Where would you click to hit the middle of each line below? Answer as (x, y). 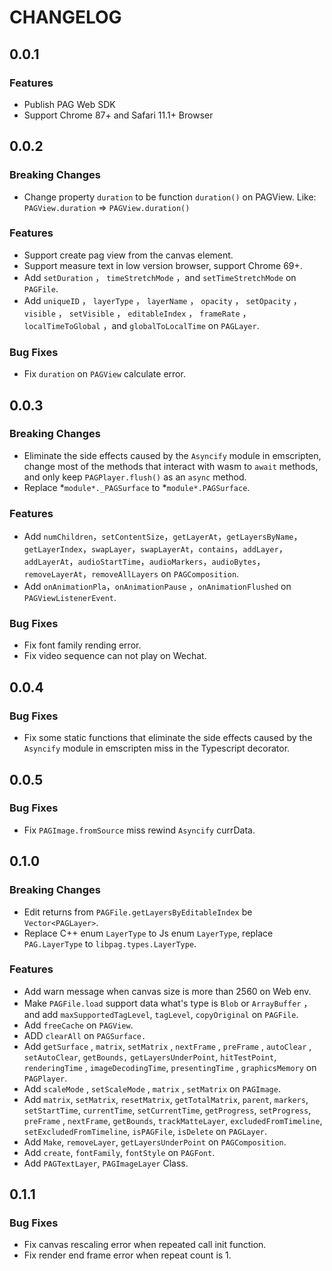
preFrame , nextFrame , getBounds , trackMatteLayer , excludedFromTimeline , (173, 1120)
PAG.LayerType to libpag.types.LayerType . (110, 943)
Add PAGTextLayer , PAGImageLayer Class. (106, 1163)
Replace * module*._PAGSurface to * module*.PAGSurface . (137, 487)
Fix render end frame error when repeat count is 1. (127, 1255)
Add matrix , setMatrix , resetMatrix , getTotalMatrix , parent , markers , (166, 1099)
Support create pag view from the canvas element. (128, 255)
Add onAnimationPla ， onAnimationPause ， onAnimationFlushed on (157, 587)
